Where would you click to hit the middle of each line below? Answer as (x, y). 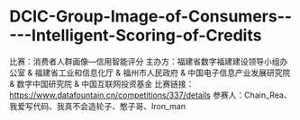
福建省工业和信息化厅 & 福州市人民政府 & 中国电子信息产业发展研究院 (163, 73)
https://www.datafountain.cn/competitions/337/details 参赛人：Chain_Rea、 (150, 95)
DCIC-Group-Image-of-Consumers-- (151, 17)
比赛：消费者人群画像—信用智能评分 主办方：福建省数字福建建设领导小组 (145, 61)
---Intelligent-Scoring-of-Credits (136, 35)
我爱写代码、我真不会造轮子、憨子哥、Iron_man (98, 106)
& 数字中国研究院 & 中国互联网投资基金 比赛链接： (102, 83)
